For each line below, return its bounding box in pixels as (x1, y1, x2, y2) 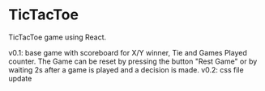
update (8, 73, 32, 83)
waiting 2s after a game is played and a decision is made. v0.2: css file (8, 64, 245, 74)
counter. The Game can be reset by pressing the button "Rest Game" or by (8, 56, 258, 66)
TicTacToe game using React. (8, 32, 107, 42)
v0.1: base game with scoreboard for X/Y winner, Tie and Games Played (8, 48, 247, 57)
